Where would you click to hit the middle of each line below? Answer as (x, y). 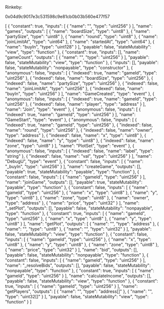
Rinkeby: (14, 7)
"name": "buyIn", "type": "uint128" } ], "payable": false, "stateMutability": (78, 47)
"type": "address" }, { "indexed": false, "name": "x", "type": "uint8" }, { (76, 135)
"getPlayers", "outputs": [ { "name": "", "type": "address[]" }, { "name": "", (79, 291)
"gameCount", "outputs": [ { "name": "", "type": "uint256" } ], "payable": (77, 57)
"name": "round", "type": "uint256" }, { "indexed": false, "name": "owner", (79, 130)
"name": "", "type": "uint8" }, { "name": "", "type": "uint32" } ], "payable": (78, 229)
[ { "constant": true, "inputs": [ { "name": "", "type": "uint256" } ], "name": (79, 26)
